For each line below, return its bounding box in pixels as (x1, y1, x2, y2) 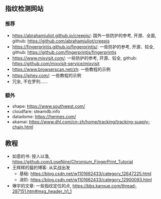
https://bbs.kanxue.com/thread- (72, 182, 137, 189)
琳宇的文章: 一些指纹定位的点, (12, 182, 72, 189)
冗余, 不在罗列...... (12, 79, 48, 84)
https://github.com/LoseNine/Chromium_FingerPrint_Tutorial (12, 159, 133, 164)
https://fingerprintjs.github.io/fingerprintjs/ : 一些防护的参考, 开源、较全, (12, 43, 155, 50)
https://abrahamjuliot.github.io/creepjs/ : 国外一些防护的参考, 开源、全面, (12, 32, 157, 38)
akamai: (12, 119, 28, 124)
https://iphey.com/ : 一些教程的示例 (12, 72, 82, 78)
